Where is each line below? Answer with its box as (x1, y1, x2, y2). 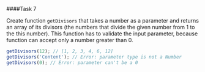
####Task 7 (6, 5, 37, 12)
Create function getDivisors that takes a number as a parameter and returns (6, 17, 199, 24)
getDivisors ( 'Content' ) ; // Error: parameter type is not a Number (6, 54, 182, 60)
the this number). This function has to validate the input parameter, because (6, 30, 198, 37)
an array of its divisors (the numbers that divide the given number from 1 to (6, 24, 195, 31)
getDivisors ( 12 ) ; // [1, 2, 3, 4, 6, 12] (6, 48, 114, 54)
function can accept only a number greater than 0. (6, 37, 133, 43)
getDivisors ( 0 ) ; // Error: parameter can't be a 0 (6, 59, 138, 66)
